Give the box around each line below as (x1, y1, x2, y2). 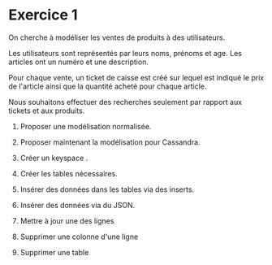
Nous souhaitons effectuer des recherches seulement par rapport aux (8, 97, 242, 106)
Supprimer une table (19, 247, 89, 257)
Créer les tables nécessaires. (19, 168, 118, 178)
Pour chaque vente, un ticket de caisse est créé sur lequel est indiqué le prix (8, 72, 265, 82)
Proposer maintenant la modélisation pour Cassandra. (19, 137, 201, 147)
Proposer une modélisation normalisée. (19, 121, 152, 131)
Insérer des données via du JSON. (19, 200, 136, 210)
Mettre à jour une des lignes (19, 215, 114, 225)
